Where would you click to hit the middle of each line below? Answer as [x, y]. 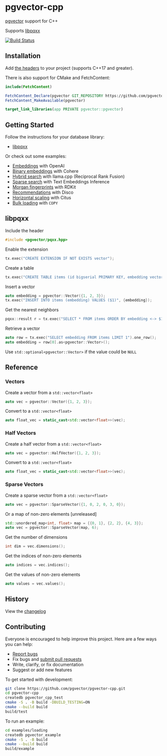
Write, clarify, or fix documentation [48, 664]
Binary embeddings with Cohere [45, 171]
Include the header [24, 230]
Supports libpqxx [23, 30]
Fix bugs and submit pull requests [47, 659]
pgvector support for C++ [32, 21]
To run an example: [25, 721]
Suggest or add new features [42, 670]
